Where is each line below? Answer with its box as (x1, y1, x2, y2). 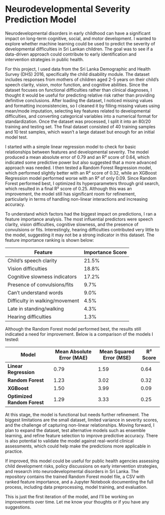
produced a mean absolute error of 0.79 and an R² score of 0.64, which (5, 154, 150, 160)
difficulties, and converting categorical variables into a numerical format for (5, 113, 158, 119)
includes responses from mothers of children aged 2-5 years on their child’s (5, 76, 159, 82)
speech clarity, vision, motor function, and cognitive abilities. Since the (5, 81, 148, 87)
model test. (5, 134, 28, 140)
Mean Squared (99, 348, 135, 355)
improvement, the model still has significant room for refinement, (5, 191, 136, 197)
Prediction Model (5, 14, 77, 25)
